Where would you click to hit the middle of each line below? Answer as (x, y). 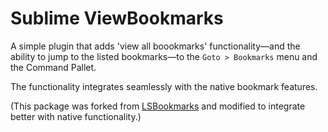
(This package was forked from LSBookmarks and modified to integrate (158, 106)
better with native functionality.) (76, 116)
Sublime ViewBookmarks (117, 18)
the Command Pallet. (53, 67)
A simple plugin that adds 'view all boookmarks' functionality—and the (155, 46)
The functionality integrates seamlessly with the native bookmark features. (164, 86)
